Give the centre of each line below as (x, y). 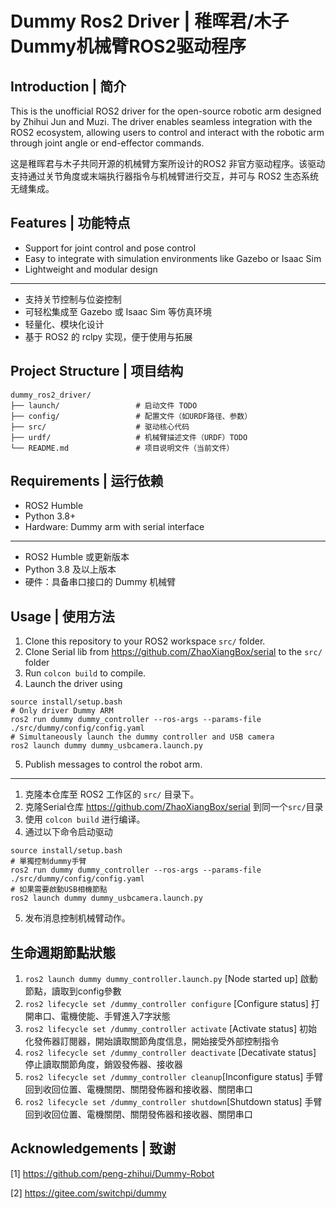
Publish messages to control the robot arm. (113, 764)
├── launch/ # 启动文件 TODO (104, 405)
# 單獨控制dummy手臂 (48, 862)
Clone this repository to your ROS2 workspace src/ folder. (145, 641)
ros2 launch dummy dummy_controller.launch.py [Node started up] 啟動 (171, 979)
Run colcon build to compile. (85, 673)
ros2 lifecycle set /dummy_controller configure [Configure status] (166, 1004)
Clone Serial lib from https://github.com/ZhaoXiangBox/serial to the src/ (173, 652)
